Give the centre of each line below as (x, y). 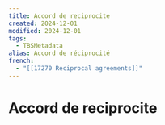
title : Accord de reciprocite (59, 16)
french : (21, 61)
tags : (17, 38)
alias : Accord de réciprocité (59, 53)
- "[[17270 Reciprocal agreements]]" (79, 69)
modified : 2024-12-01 (45, 31)
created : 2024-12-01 (43, 23)
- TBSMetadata (39, 46)
